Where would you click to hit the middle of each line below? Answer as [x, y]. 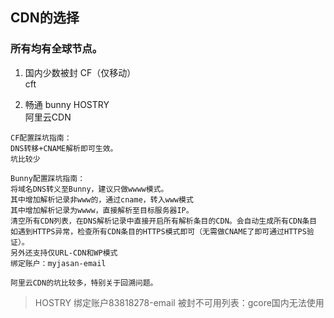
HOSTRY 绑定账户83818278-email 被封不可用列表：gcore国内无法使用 [179, 302]
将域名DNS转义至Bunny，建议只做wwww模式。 [89, 189]
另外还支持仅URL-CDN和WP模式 [64, 253]
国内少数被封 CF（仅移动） [80, 72]
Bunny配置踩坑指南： [48, 178]
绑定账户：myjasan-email [58, 263]
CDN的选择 [45, 18]
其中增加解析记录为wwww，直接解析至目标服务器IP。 [102, 210]
